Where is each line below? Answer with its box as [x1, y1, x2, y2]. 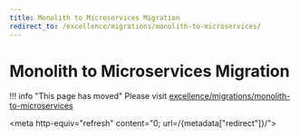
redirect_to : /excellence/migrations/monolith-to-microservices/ [9, 22, 261, 31]
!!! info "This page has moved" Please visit [9, 91, 168, 102]
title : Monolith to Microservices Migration [9, 13, 180, 23]
